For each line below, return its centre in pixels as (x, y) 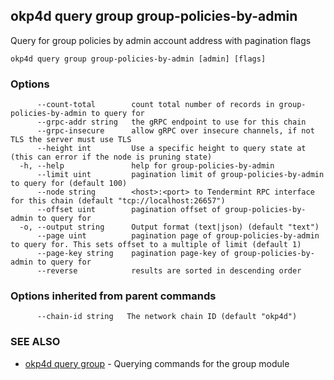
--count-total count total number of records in (155, 105)
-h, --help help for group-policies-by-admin (147, 166)
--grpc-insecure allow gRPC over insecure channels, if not (175, 131)
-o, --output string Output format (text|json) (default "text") (169, 227)
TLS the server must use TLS (71, 140)
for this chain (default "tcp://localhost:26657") (118, 201)
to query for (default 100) (69, 184)
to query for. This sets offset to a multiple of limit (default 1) (156, 245)
